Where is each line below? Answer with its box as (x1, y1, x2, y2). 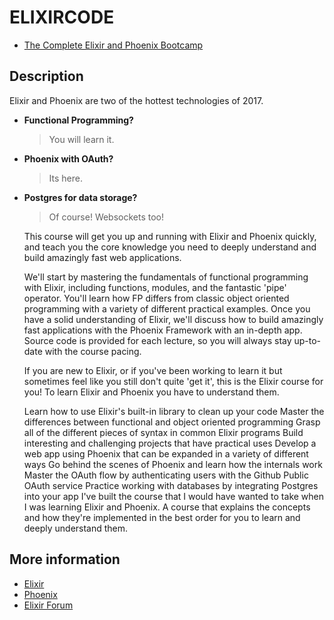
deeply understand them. (23, 522, 129, 534)
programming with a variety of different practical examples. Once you (23, 302, 311, 315)
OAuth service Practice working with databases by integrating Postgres (23, 479, 319, 491)
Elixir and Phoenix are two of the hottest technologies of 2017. (9, 94, 264, 106)
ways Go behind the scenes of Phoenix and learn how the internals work (23, 458, 323, 470)
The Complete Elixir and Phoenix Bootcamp (23, 39, 204, 51)
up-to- (293, 334, 322, 346)
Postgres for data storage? (23, 191, 138, 203)
